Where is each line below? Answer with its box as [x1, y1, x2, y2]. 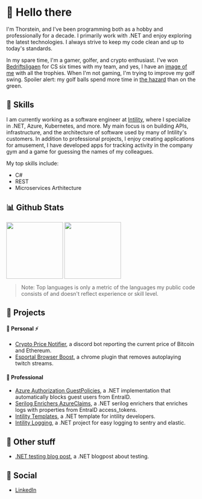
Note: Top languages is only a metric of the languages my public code [21, 284, 195, 291]
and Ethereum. [14, 347, 52, 354]
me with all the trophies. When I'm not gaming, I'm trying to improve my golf [6, 69, 195, 76]
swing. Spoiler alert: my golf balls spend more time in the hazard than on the [6, 76, 196, 83]
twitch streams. [14, 360, 54, 367]
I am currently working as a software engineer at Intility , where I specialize [6, 116, 191, 123]
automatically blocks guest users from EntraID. [14, 393, 131, 401]
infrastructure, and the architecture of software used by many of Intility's [6, 128, 187, 135]
